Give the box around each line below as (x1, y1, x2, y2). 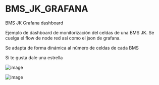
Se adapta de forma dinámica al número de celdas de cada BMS (5, 45, 139, 51)
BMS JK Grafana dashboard (5, 20, 64, 26)
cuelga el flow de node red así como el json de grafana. (5, 35, 121, 41)
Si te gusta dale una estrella (5, 54, 63, 61)
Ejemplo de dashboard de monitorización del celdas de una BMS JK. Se (5, 29, 154, 35)
